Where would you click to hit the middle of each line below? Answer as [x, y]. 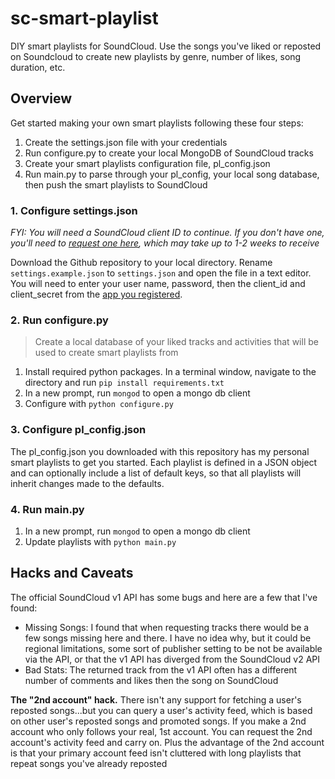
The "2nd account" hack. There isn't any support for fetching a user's [156, 699]
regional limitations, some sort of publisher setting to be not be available [173, 648]
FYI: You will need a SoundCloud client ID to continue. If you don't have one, [167, 233]
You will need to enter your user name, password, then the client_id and [158, 284]
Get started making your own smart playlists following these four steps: [157, 123]
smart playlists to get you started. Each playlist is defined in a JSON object [164, 462]
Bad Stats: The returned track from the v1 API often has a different [161, 669]
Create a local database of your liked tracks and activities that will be [176, 342]
